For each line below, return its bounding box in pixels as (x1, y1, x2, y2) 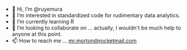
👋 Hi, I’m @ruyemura (11, 6, 63, 12)
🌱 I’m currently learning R (11, 18, 74, 25)
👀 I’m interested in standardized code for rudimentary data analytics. (11, 12, 180, 19)
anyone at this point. (11, 31, 63, 38)
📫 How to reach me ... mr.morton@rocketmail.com (11, 37, 137, 44)
